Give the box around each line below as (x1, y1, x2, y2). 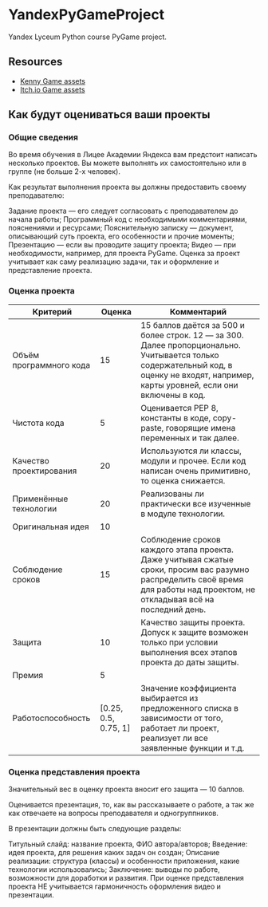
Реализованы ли (140, 488, 205, 499)
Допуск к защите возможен (140, 626, 249, 637)
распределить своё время (140, 574, 244, 585)
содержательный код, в (140, 359, 233, 370)
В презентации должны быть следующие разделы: (8, 824, 182, 834)
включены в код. (140, 389, 206, 400)
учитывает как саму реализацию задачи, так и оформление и (8, 257, 219, 266)
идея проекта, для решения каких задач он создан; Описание (8, 848, 220, 858)
